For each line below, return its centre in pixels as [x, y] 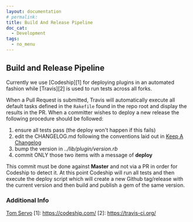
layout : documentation [34, 11]
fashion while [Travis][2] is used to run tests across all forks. [79, 88]
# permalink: [22, 17]
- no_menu [23, 45]
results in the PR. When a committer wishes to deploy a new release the [93, 112]
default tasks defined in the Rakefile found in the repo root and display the [97, 106]
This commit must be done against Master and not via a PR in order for [92, 166]
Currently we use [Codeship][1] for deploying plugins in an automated [90, 82]
